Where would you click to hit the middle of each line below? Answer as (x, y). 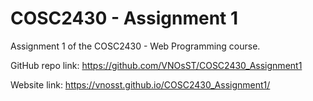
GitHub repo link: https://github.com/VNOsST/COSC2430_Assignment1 (156, 65)
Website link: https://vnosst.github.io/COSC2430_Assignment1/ (140, 84)
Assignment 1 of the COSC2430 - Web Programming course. (135, 46)
